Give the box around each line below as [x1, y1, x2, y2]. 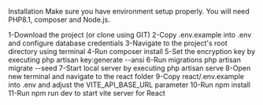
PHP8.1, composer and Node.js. [8, 15, 110, 24]
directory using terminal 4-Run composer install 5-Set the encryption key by [8, 47, 256, 56]
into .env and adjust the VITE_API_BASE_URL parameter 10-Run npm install [8, 80, 250, 89]
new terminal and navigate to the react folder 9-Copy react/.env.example [8, 72, 244, 81]
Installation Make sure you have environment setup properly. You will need [8, 7, 250, 16]
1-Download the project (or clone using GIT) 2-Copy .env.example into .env [8, 31, 252, 39]
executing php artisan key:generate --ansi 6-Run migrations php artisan [8, 55, 242, 64]
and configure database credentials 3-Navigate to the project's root [8, 38, 228, 48]
